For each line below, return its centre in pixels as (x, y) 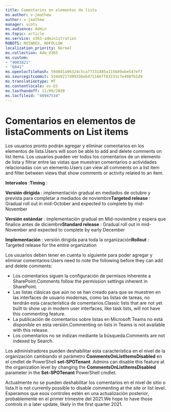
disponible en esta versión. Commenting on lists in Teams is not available (89, 325)
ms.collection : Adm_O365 (32, 53)
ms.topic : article (25, 34)
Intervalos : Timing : (26, 183)
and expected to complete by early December (77, 230)
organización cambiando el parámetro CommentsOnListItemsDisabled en (84, 356)
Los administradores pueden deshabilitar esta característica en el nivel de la (86, 351)
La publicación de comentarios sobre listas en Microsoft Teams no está (88, 319)
